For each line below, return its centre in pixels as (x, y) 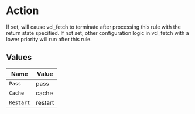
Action (23, 11)
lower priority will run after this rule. (49, 39)
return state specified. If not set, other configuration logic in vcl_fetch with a (97, 33)
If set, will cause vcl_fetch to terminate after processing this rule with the (94, 27)
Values (19, 57)
